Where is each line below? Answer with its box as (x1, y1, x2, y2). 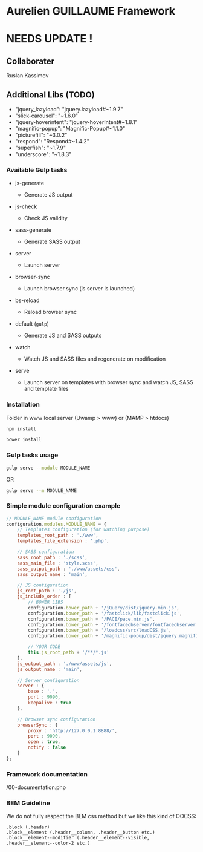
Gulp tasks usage (6, 451, 59, 459)
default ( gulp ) (14, 320, 50, 327)
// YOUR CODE (28, 644, 61, 650)
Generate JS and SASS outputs (24, 332, 102, 339)
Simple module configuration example (6, 502, 121, 510)
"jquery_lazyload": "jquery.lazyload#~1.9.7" (14, 106, 123, 113)
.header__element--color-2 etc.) (6, 840, 91, 847)
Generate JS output (24, 191, 73, 198)
